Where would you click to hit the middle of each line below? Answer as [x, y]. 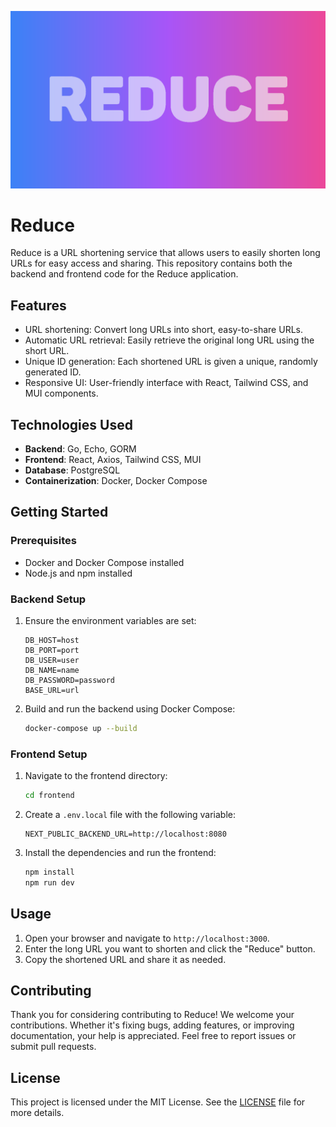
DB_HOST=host [52, 641]
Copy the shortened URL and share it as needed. [125, 959]
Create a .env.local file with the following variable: [130, 815]
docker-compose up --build [81, 729]
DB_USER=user [52, 661]
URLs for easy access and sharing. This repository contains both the [151, 263]
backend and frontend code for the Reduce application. [124, 274]
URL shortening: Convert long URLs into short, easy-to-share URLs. [163, 330]
